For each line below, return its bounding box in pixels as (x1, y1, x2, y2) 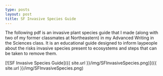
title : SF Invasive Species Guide (5, 16, 77, 21)
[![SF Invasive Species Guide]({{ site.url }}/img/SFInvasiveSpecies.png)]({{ (5, 60, 157, 66)
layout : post (5, 12, 32, 17)
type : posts (5, 7, 30, 12)
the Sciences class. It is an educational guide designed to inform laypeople (5, 40, 158, 46)
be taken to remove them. (5, 51, 58, 56)
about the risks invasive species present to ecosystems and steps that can (5, 45, 157, 51)
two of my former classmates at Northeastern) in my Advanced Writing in (5, 35, 154, 41)
